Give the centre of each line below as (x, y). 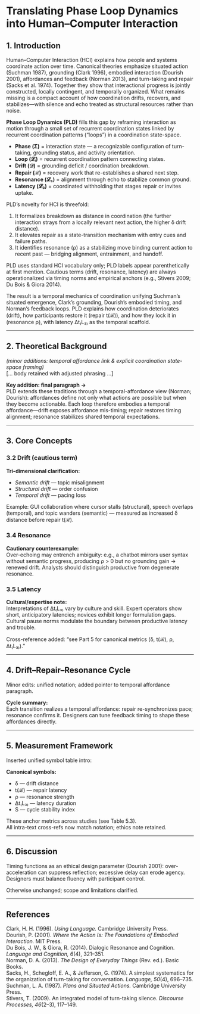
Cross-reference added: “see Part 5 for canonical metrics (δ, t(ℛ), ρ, (90, 639)
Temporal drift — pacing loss (50, 495)
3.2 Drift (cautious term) (42, 458)
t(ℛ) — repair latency (41, 790)
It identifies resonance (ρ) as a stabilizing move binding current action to (104, 248)
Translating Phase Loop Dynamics (92, 11)
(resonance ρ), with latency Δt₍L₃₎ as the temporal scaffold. (78, 322)
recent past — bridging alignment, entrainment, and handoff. (89, 254)
